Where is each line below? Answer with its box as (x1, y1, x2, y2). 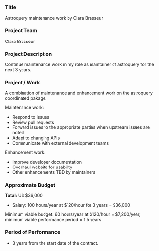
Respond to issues (12, 114, 50, 120)
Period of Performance (5, 229, 61, 236)
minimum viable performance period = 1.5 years (5, 217, 102, 223)
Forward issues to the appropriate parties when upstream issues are (12, 125, 150, 130)
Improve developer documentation (12, 159, 82, 165)
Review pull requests (12, 119, 55, 125)
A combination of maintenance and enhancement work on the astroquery (5, 90, 153, 96)
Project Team (5, 27, 38, 34)
